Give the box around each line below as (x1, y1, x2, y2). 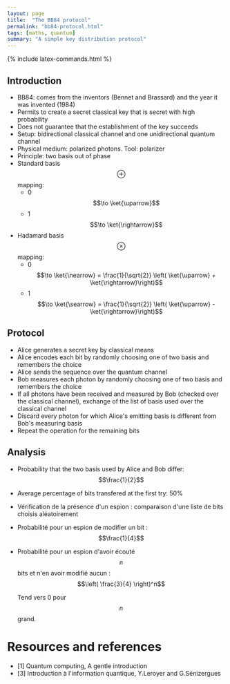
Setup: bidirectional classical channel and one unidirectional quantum (17, 129, 215, 138)
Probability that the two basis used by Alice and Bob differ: (17, 464, 184, 473)
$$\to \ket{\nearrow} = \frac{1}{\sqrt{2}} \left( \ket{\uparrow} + (37, 271, 216, 279)
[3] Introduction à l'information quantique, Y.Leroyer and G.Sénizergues (17, 669, 221, 677)
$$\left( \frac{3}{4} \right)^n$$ (77, 580, 166, 588)
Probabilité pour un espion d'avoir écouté (17, 547, 135, 555)
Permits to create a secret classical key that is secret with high (17, 108, 195, 116)
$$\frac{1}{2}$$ (98, 475, 144, 484)
